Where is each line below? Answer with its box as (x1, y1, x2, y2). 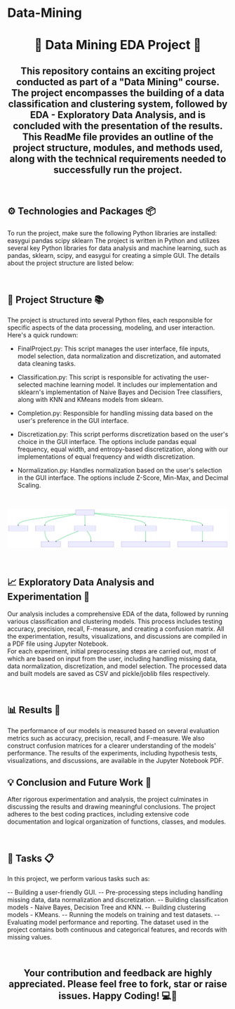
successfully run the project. (53, 164, 182, 176)
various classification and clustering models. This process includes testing (7, 617, 223, 625)
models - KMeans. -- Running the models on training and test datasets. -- (7, 911, 220, 919)
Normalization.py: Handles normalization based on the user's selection (17, 466, 222, 474)
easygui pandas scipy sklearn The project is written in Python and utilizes (7, 237, 220, 245)
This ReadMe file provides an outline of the (22, 131, 214, 143)
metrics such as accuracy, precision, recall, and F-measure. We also (7, 734, 205, 742)
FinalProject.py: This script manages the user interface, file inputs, (17, 344, 210, 353)
